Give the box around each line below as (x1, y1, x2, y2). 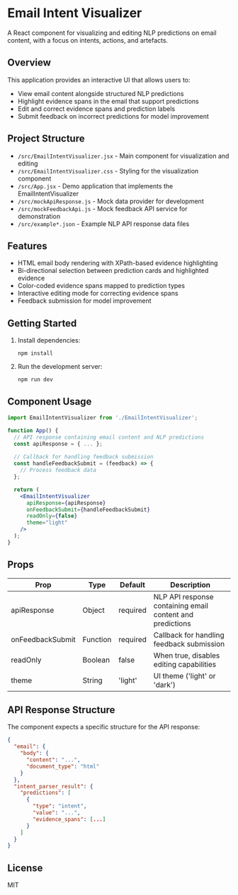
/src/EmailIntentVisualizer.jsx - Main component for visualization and (17, 151, 229, 160)
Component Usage (7, 395, 92, 407)
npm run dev (17, 376, 53, 383)
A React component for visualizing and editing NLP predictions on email (7, 28, 217, 37)
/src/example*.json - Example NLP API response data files (17, 219, 190, 228)
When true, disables (153, 650, 220, 660)
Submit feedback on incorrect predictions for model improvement (17, 112, 209, 120)
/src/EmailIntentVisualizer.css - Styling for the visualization (17, 166, 199, 175)
